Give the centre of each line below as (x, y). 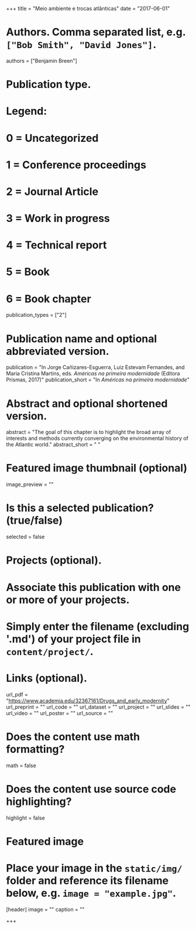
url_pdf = (17, 694)
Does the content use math (73, 737)
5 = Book (28, 272)
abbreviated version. (58, 351)
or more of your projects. (68, 600)
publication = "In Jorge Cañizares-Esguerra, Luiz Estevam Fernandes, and (96, 367)
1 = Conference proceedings (76, 165)
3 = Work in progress (58, 218)
